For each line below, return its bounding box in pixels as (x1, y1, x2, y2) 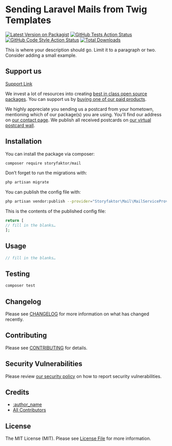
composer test (5, 283, 36, 288)
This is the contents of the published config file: (5, 208, 106, 215)
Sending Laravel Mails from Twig (5, 4, 147, 15)
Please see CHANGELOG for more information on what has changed (5, 311, 149, 317)
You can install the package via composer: (5, 151, 95, 157)
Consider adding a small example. (5, 52, 77, 58)
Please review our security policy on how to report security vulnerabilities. (5, 373, 162, 379)
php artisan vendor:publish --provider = (5, 199, 93, 204)
